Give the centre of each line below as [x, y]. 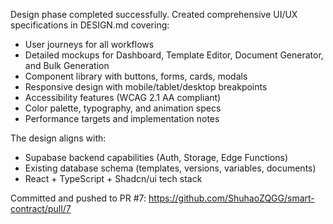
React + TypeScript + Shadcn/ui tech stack [113, 178]
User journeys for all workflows [89, 44]
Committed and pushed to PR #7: [78, 198]
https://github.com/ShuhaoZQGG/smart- [231, 198]
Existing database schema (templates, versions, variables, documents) [170, 168]
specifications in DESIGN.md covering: [90, 25]
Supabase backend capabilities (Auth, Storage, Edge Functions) [156, 157]
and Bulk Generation [67, 65]
